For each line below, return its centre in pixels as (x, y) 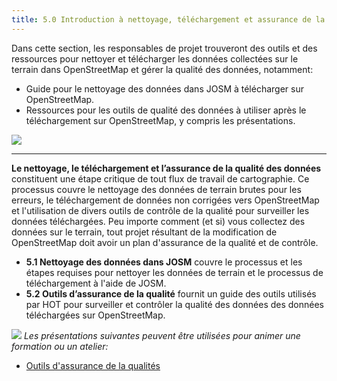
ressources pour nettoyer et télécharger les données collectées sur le (155, 58)
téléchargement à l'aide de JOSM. (96, 283)
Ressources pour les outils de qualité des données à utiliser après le (166, 110)
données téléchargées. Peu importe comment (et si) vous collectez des (158, 221)
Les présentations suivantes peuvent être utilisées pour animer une (162, 335)
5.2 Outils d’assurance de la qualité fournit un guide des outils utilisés (171, 293)
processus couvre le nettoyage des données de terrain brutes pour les (156, 189)
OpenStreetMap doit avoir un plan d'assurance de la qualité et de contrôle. (165, 242)
